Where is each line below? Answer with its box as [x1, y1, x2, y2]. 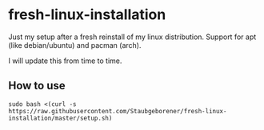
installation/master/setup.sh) [8, 114, 113, 122]
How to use [8, 79, 66, 93]
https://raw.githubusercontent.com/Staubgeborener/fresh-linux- [8, 107, 227, 115]
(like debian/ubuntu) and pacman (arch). [8, 40, 142, 49]
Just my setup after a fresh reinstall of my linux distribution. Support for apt [8, 32, 257, 41]
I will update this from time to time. [8, 56, 122, 65]
